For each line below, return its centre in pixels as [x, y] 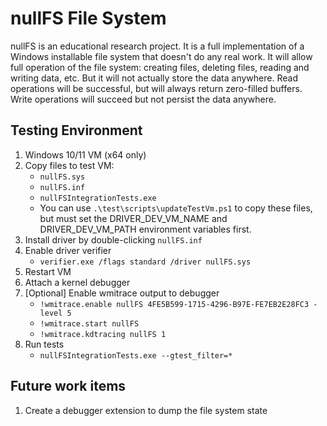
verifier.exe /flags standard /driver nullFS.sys [145, 262]
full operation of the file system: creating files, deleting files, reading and [160, 67]
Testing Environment [76, 130]
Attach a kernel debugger [77, 282]
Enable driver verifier [68, 250]
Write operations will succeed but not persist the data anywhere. [143, 99]
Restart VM [48, 271]
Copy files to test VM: [69, 165]
